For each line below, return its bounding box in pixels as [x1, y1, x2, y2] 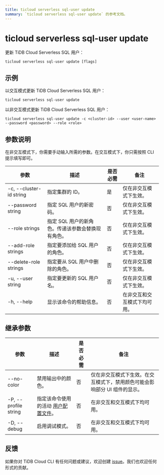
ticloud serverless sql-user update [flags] [5, 59, 97, 64]
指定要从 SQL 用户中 [47, 258, 94, 265]
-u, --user [7, 275, 33, 282]
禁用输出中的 [37, 375, 67, 382]
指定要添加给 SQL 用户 [47, 242, 99, 249]
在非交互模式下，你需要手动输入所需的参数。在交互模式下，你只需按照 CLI [5, 149, 154, 155]
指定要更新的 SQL [47, 275, 88, 282]
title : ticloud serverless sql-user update [5, 7, 95, 12]
